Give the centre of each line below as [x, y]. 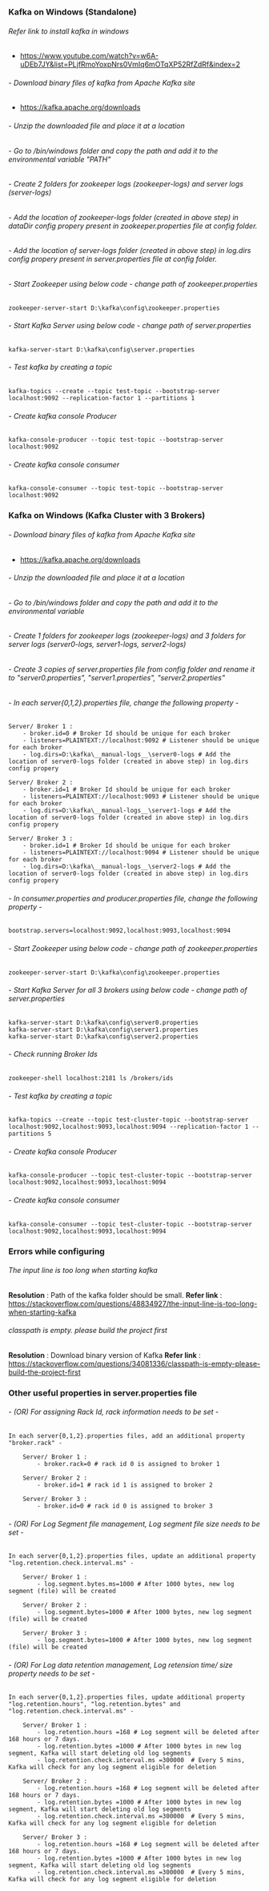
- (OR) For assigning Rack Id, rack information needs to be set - [113, 1412]
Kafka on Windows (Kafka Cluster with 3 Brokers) [107, 516]
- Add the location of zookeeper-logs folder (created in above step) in [123, 217]
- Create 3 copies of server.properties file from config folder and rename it [131, 669]
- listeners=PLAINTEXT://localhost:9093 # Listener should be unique [141, 797]
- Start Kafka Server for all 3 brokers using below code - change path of [128, 990]
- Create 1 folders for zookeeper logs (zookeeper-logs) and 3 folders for [127, 636]
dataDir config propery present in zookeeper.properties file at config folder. [133, 226]
